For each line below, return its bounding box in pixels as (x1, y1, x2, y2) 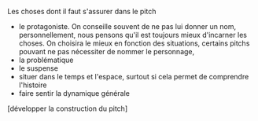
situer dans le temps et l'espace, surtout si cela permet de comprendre (18, 72, 249, 81)
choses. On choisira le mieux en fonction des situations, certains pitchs (18, 38, 250, 48)
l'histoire (18, 80, 47, 90)
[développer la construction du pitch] (7, 104, 127, 113)
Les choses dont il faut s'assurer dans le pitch (7, 7, 157, 16)
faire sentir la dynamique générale (18, 89, 131, 97)
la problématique (18, 55, 74, 64)
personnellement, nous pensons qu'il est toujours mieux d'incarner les (18, 31, 247, 39)
